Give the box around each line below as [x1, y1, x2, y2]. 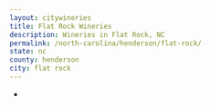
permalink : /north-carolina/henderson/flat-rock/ [9, 38, 203, 48]
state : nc [9, 47, 47, 56]
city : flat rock [9, 64, 71, 73]
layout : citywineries [9, 13, 92, 23]
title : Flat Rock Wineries [9, 22, 112, 31]
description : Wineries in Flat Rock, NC [9, 30, 166, 39]
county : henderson [9, 55, 79, 64]
